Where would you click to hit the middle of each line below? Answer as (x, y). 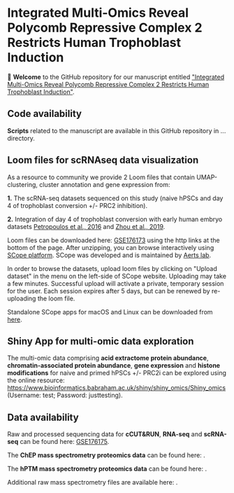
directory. (21, 138)
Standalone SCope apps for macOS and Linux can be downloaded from (110, 312)
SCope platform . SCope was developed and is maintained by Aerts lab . (109, 255)
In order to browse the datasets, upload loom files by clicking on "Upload (112, 268)
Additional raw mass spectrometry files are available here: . (93, 482)
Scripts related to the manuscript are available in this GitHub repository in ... (117, 130)
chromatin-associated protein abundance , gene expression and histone (114, 366)
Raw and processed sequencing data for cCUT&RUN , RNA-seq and (105, 434)
